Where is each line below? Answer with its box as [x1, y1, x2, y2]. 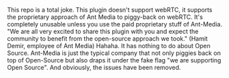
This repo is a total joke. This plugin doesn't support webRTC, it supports [7, 6, 213, 14]
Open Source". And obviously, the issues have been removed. [7, 64, 181, 71]
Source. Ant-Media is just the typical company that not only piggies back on [7, 49, 221, 57]
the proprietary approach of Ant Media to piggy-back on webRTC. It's [7, 13, 203, 21]
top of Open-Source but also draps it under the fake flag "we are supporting [7, 56, 221, 64]
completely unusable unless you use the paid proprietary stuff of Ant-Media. [7, 20, 223, 28]
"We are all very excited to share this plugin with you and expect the [7, 27, 199, 35]
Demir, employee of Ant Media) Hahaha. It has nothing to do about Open [7, 42, 211, 50]
